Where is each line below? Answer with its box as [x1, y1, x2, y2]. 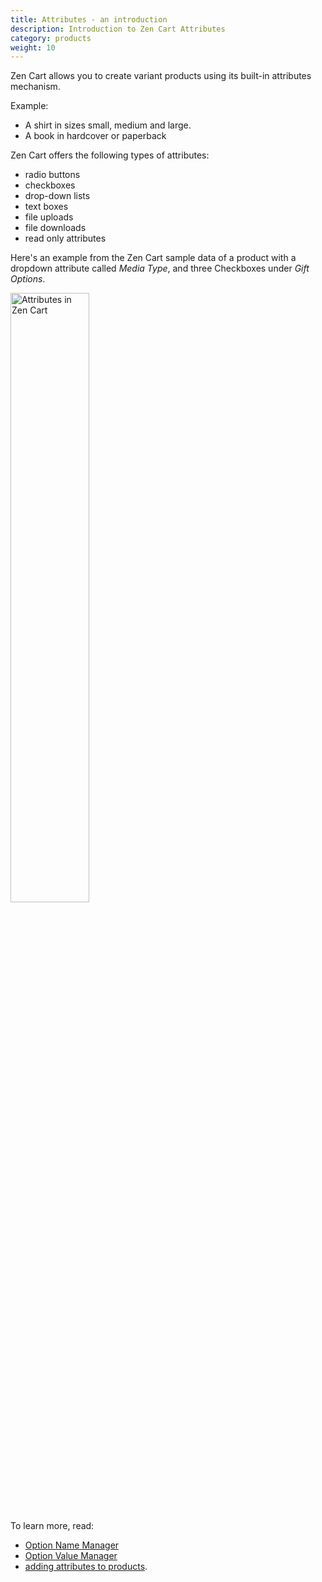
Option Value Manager [24, 1550, 118, 1562]
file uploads [24, 211, 74, 223]
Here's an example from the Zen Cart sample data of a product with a [10, 252, 297, 264]
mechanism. [10, 81, 61, 93]
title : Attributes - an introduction [10, 14, 168, 25]
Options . [10, 273, 46, 285]
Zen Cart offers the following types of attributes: [10, 149, 210, 161]
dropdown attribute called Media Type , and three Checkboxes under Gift [10, 262, 310, 275]
